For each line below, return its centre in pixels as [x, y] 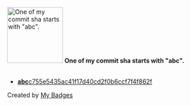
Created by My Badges [40, 95]
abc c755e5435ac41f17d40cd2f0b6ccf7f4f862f [85, 82]
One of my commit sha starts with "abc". [124, 61]
